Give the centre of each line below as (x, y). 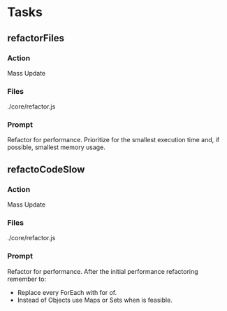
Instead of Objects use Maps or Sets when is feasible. (95, 300)
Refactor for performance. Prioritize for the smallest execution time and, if (113, 140)
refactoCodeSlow (46, 169)
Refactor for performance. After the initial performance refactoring (103, 271)
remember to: (27, 279)
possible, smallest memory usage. (57, 147)
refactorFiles (36, 38)
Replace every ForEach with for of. (67, 292)
